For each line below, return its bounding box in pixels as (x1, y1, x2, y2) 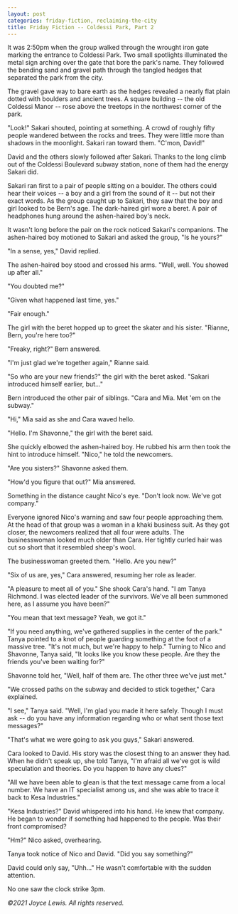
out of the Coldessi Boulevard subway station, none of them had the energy (7, 160, 229, 169)
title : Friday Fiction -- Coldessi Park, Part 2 (7, 23, 154, 31)
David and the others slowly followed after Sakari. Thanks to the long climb (7, 152, 227, 161)
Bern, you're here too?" (7, 331, 76, 340)
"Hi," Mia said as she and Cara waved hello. (7, 415, 135, 424)
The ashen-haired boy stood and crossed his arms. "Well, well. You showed (7, 261, 229, 269)
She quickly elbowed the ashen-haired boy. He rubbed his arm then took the (7, 443, 231, 451)
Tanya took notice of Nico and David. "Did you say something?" (7, 850, 193, 858)
